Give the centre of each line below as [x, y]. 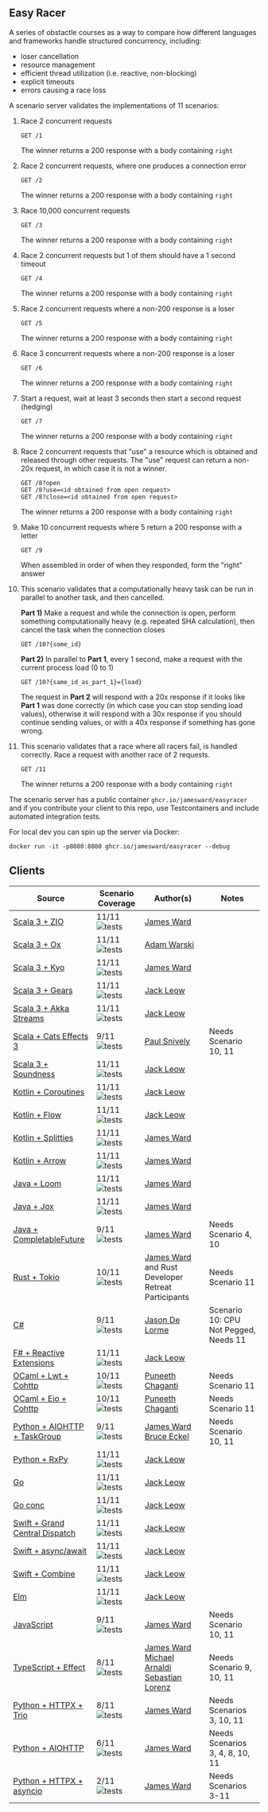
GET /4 [31, 278]
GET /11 [33, 769]
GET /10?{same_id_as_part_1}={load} [81, 682]
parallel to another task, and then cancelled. [93, 597]
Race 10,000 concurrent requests [75, 210]
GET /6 [31, 368]
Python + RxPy [41, 1459]
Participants [167, 1297]
